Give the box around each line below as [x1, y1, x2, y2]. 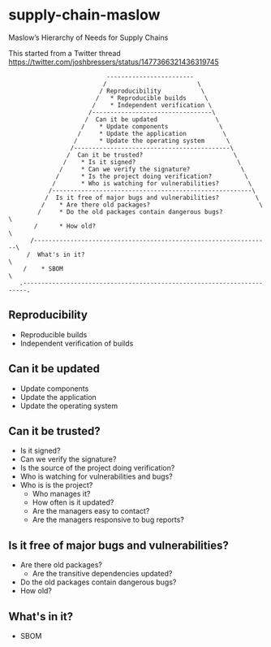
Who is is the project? [19, 480, 93, 490]
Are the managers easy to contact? [32, 506, 150, 516]
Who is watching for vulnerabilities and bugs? [19, 471, 173, 481]
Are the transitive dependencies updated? [32, 569, 173, 579]
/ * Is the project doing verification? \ [55, 172, 249, 180]
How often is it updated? [32, 497, 114, 507]
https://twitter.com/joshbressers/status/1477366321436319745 [8, 57, 219, 67]
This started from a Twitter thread [8, 48, 122, 58]
